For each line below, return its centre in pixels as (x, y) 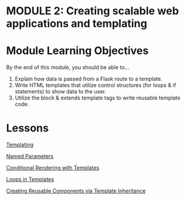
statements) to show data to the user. (60, 92)
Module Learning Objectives (78, 51)
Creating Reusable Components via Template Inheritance (76, 191)
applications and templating (77, 24)
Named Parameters (30, 157)
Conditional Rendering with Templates (53, 168)
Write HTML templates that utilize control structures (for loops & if (95, 85)
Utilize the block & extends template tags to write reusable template (97, 98)
